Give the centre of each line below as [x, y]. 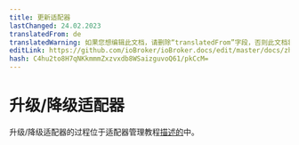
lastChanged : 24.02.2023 [55, 26]
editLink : [28, 51]
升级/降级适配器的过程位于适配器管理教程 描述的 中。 [105, 132]
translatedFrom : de [45, 34]
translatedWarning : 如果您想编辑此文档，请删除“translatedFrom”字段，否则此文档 [149, 42]
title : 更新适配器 [40, 17]
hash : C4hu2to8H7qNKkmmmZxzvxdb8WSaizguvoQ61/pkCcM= [109, 59]
